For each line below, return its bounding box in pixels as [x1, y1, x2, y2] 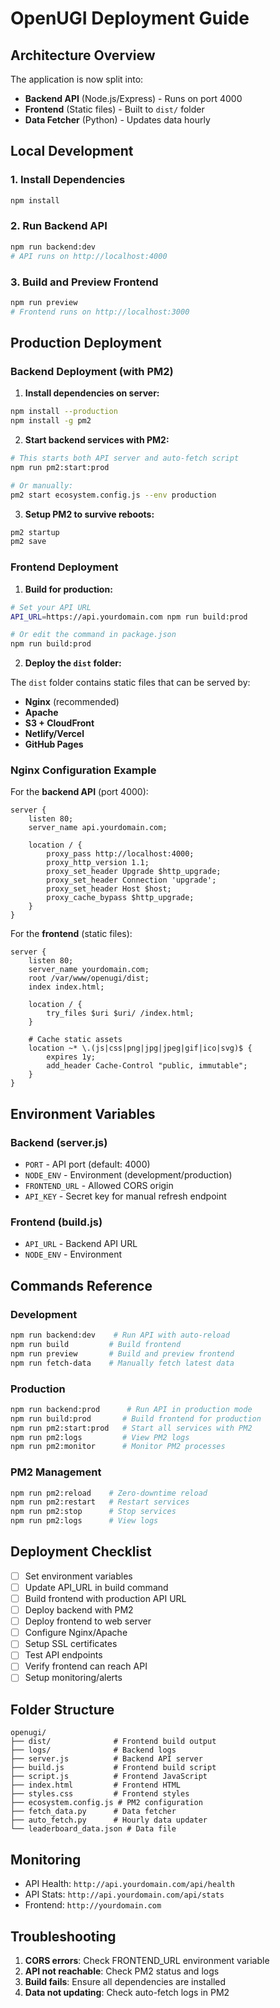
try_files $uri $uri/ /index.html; [46, 1008, 195, 1019]
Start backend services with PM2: [24, 434, 170, 446]
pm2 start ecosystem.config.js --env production [10, 490, 217, 500]
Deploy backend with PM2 [24, 1604, 134, 1616]
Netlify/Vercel [24, 728, 85, 740]
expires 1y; [46, 1052, 97, 1062]
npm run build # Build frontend [10, 1339, 182, 1349]
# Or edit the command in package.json [10, 630, 177, 640]
